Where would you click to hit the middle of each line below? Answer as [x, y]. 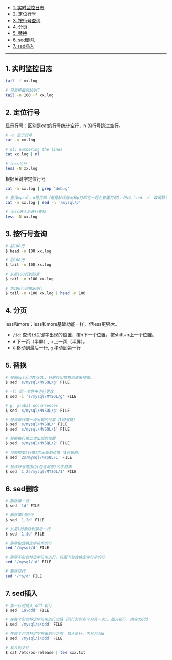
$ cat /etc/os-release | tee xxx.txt [46, 652]
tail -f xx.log [21, 81]
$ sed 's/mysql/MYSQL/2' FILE [38, 443]
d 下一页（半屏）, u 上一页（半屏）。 [50, 341]
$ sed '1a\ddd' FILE [27, 610]
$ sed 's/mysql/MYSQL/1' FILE [38, 429]
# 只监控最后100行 [23, 90]
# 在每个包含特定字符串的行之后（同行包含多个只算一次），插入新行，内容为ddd [77, 620]
